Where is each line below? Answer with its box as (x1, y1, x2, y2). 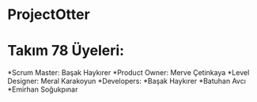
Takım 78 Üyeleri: (7, 42, 124, 60)
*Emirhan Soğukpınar (7, 85, 78, 94)
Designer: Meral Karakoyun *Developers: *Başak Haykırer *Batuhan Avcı (7, 77, 247, 86)
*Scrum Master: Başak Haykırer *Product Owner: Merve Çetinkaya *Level (7, 68, 250, 77)
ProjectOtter (7, 6, 90, 24)
